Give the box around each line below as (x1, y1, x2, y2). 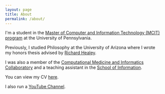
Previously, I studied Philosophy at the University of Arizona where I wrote (5, 45, 156, 51)
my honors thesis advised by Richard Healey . (5, 50, 97, 56)
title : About (5, 12, 32, 17)
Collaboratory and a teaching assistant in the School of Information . (5, 64, 142, 70)
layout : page (5, 7, 32, 12)
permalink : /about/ (5, 16, 45, 21)
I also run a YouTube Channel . (5, 84, 66, 90)
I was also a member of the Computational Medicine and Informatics (5, 60, 144, 65)
